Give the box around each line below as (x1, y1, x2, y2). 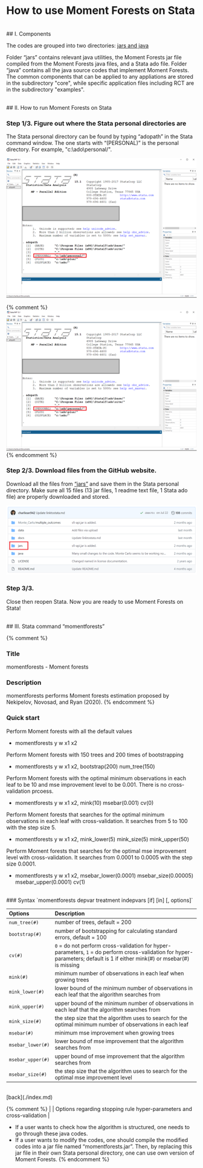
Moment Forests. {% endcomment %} (14, 1156, 110, 1163)
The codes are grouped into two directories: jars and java (6, 42, 149, 49)
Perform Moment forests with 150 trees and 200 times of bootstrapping (6, 751, 184, 758)
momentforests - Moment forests (6, 663, 89, 670)
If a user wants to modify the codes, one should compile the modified (14, 1136, 188, 1144)
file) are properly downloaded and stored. (6, 493, 110, 500)
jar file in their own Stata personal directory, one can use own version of (14, 1149, 195, 1156)
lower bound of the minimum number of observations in (54, 984, 193, 992)
